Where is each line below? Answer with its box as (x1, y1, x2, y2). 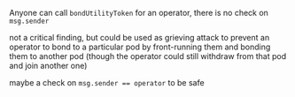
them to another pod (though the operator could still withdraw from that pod (9, 51, 286, 61)
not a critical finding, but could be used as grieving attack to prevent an (9, 33, 270, 42)
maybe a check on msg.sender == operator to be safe (9, 78, 206, 87)
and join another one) (9, 61, 88, 71)
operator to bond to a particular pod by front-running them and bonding (9, 41, 271, 52)
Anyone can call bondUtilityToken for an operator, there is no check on (9, 8, 268, 18)
